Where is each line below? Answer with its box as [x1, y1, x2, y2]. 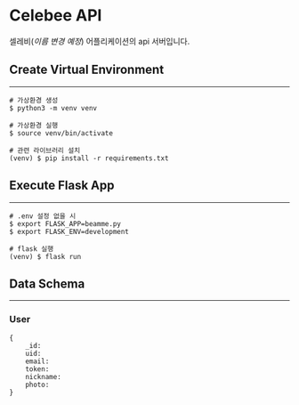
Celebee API [9, 5, 102, 26]
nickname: [25, 372, 62, 381]
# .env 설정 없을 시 [9, 211, 77, 221]
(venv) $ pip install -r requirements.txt [9, 153, 169, 163]
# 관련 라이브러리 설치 [9, 146, 81, 155]
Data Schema [9, 276, 85, 291]
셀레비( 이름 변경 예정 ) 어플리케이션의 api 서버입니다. [9, 36, 190, 46]
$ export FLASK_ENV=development [9, 227, 129, 236]
